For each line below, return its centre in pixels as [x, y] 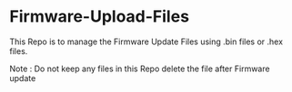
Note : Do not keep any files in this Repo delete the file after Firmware [140, 69]
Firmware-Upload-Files [99, 17]
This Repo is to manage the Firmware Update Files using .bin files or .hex [146, 41]
